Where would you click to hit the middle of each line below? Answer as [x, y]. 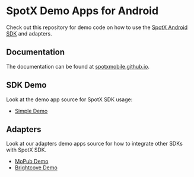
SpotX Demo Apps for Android [82, 11]
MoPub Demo [31, 162]
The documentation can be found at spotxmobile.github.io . [78, 66]
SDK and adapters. [29, 33]
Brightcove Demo [36, 168]
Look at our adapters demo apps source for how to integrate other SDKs [94, 144]
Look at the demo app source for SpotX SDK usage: [69, 99]
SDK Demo [26, 85]
